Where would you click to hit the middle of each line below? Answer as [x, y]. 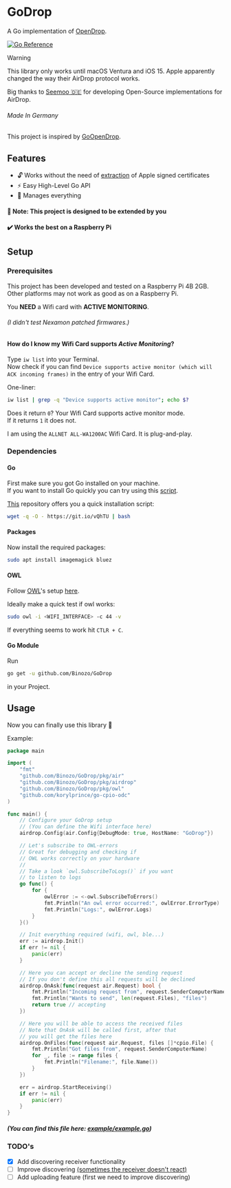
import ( [20, 763]
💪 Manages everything [49, 195]
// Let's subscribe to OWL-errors [69, 846]
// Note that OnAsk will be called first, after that [98, 1030]
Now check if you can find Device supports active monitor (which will [110, 366]
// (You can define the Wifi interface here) [86, 827]
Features [26, 158]
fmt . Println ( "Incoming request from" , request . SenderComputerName [129, 992]
